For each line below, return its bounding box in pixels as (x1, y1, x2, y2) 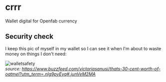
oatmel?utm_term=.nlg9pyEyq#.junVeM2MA (5, 71, 96, 77)
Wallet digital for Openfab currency (5, 18, 77, 24)
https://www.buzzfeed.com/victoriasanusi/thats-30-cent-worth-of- (21, 66, 161, 72)
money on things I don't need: (5, 51, 67, 57)
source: (5, 66, 21, 72)
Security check (5, 32, 54, 41)
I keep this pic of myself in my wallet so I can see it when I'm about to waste (5, 45, 162, 51)
